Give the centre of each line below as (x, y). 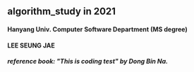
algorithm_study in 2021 (62, 12)
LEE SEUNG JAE (31, 45)
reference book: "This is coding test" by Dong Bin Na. (88, 62)
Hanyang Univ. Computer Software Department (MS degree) (98, 29)
